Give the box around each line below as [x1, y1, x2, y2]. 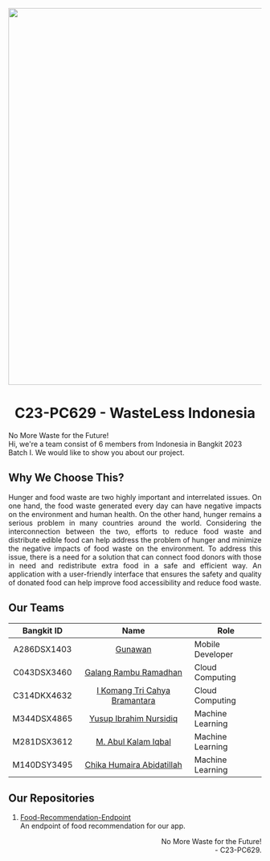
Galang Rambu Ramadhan [84, 666, 182, 678]
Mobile [194, 638, 221, 650]
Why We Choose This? [8, 471, 125, 485]
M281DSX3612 [12, 736, 73, 747]
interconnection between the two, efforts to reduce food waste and [8, 527, 262, 536]
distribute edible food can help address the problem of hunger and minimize [8, 535, 262, 544]
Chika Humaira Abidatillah [84, 759, 182, 770]
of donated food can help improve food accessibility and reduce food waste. [8, 577, 262, 587]
